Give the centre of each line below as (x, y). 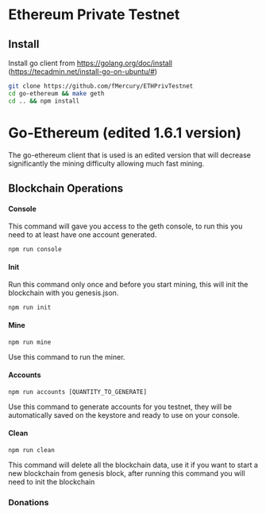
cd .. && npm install (44, 101)
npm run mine (30, 342)
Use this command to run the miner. (67, 356)
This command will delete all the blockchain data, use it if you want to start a (133, 465)
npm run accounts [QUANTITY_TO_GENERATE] (78, 391)
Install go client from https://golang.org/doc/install (91, 63)
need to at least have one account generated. (83, 235)
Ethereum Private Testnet (94, 15)
